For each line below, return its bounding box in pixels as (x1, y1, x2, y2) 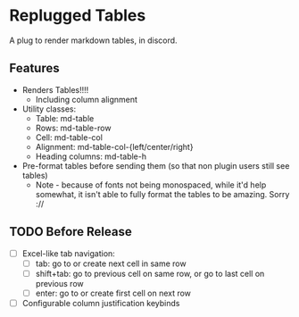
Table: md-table (35, 113, 95, 123)
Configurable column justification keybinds (21, 297, 180, 308)
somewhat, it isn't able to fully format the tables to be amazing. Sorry (35, 188, 290, 199)
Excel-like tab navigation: (21, 247, 116, 259)
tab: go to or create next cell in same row (35, 258, 187, 269)
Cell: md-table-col (35, 131, 103, 143)
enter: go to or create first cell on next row (35, 288, 192, 298)
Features (9, 61, 60, 76)
